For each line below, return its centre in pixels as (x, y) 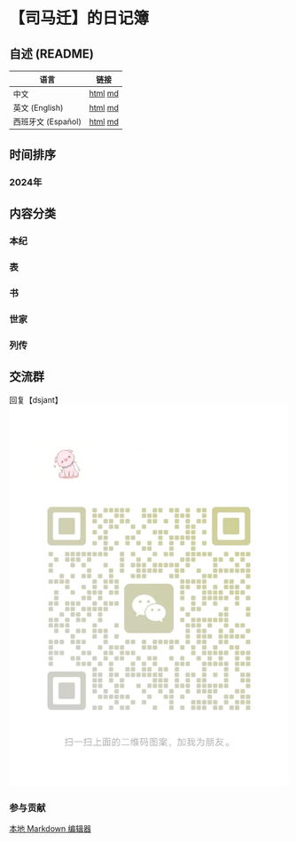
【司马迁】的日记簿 (79, 18)
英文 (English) (38, 108)
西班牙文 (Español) (47, 122)
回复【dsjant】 (36, 399)
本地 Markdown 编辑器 (50, 829)
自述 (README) (52, 54)
